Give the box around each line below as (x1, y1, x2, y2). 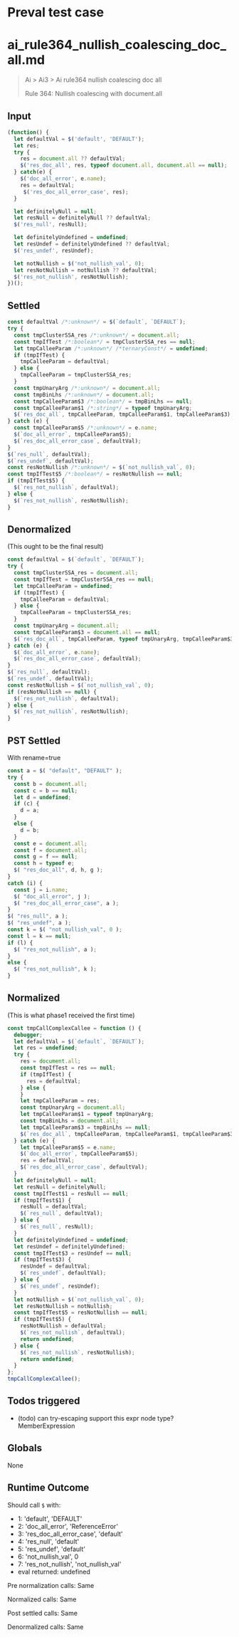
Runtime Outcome (7, 1482, 90, 1494)
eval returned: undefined (17, 1567, 91, 1576)
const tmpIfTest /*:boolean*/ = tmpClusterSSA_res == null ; (14, 338, 196, 345)
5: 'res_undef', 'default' (17, 1544, 85, 1553)
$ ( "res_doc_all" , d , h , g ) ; (14, 866, 103, 874)
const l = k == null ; (7, 932, 72, 939)
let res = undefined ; (14, 1044, 78, 1052)
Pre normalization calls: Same (7, 1581, 95, 1589)
